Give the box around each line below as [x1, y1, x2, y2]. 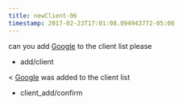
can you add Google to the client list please [8, 41, 152, 50]
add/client [19, 57, 54, 67]
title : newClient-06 [8, 11, 78, 20]
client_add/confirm [19, 87, 83, 97]
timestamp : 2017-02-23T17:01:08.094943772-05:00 [8, 19, 175, 27]
